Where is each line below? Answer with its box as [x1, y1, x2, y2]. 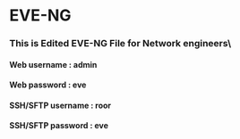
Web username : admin [9, 59, 98, 69]
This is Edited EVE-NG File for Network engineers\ [9, 37, 232, 50]
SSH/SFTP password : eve [9, 120, 109, 131]
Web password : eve [9, 79, 87, 90]
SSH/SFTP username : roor [9, 100, 112, 110]
